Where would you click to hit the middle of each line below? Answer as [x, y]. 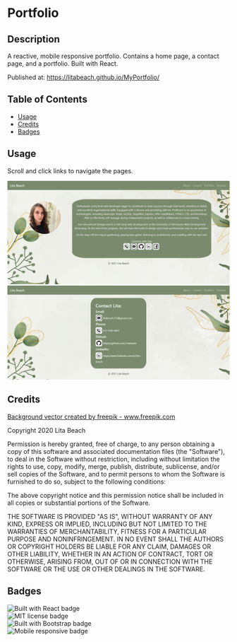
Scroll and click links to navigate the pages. [70, 170]
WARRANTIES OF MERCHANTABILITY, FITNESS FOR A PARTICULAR [107, 531]
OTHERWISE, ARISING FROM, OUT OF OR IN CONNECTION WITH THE [110, 561]
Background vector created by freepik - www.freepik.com [91, 416]
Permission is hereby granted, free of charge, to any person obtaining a [111, 444]
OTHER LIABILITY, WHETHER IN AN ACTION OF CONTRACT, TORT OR [110, 554]
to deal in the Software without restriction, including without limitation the [114, 459]
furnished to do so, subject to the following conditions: [86, 482]
